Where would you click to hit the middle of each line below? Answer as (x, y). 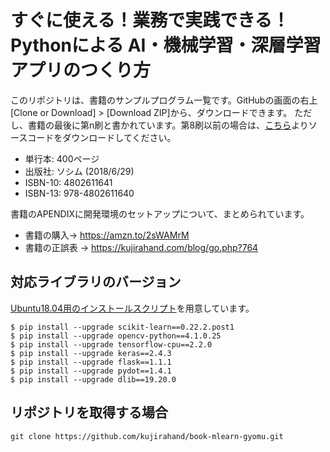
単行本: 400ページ (62, 158)
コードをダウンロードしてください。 (102, 137)
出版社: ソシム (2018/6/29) (79, 171)
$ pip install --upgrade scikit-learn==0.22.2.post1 (122, 327)
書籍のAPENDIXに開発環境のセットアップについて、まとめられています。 (160, 213)
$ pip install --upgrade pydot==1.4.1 (91, 371)
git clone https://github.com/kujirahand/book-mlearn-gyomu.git (147, 436)
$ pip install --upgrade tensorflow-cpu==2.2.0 (111, 344)
